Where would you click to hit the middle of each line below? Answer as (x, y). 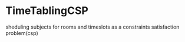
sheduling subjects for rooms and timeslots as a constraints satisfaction (92, 27)
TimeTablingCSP (47, 11)
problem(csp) (22, 33)
